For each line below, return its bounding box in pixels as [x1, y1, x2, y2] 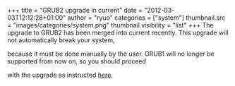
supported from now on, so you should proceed [7, 57, 147, 66]
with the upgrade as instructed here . [7, 70, 114, 79]
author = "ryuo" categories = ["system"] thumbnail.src [67, 13, 226, 22]
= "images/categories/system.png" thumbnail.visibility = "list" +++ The [7, 21, 214, 29]
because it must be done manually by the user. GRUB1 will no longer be [7, 49, 215, 58]
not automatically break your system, [7, 36, 115, 44]
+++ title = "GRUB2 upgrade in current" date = [7, 6, 143, 14]
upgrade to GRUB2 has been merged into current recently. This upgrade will [7, 28, 229, 37]
